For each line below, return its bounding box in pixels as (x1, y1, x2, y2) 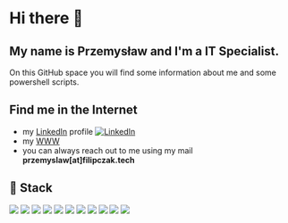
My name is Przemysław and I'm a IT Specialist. (9, 44, 280, 59)
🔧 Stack (9, 180, 54, 195)
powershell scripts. (9, 77, 80, 87)
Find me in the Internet (9, 103, 138, 118)
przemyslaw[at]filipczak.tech (21, 154, 135, 165)
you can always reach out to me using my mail (21, 145, 194, 155)
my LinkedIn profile (21, 126, 94, 136)
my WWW (21, 136, 60, 146)
